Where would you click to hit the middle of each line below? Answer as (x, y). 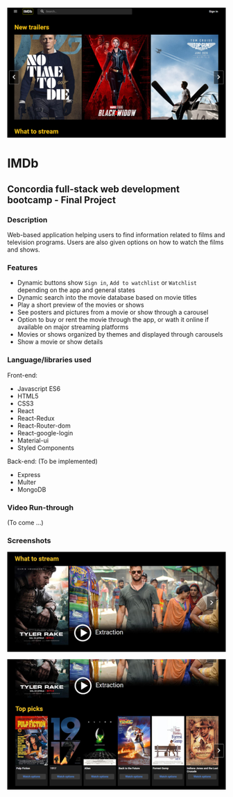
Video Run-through (41, 507)
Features (23, 268)
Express (29, 474)
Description (27, 220)
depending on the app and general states (76, 290)
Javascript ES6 (39, 388)
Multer (27, 482)
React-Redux (36, 418)
